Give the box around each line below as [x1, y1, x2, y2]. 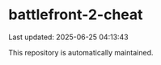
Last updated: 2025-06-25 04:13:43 [8, 32, 129, 42]
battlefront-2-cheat [8, 6, 143, 24]
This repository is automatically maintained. [8, 47, 154, 57]
